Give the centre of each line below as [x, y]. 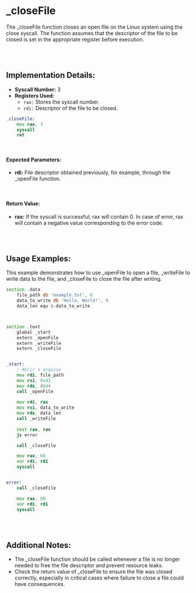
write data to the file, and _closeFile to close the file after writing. [84, 279]
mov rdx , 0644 [34, 386]
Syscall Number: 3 [37, 89]
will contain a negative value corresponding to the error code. [89, 223]
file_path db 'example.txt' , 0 [55, 295]
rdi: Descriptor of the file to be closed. [71, 108]
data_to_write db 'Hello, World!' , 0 [63, 301]
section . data [23, 290]
